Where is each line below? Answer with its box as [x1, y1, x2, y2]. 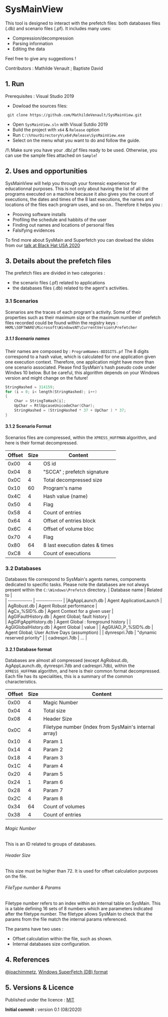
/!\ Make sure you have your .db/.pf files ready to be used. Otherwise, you [5, 147, 157, 153]
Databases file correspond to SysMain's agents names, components [5, 576, 146, 582]
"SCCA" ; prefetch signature [43, 468, 109, 475]
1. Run [5, 80, 24, 88]
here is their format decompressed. [5, 440, 78, 446]
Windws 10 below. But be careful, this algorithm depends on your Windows [5, 370, 159, 376]
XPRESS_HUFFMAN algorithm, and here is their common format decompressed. [5, 668, 161, 674]
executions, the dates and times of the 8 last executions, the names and [5, 196, 153, 202]
